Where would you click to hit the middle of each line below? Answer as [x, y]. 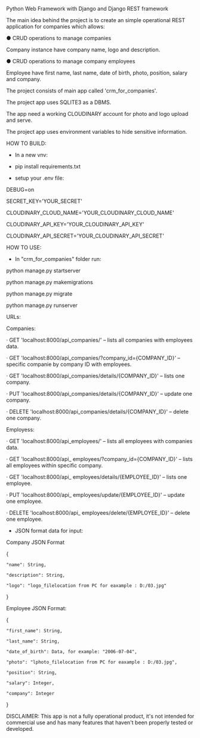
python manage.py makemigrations [50, 282]
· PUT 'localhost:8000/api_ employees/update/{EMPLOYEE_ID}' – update [96, 495]
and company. [24, 79]
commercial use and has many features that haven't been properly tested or [100, 722]
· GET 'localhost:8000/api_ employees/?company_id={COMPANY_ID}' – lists [99, 459]
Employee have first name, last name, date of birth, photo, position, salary [97, 73]
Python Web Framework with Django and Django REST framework [87, 9]
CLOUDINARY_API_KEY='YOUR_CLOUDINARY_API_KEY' [75, 224]
